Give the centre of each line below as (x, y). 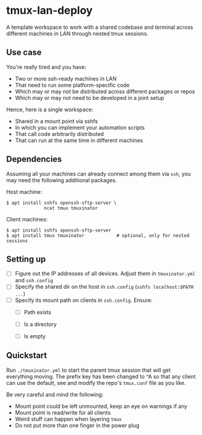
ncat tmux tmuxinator (71, 208)
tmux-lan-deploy (50, 11)
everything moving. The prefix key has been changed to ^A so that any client (101, 376)
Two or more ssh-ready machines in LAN (66, 78)
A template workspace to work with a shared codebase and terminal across (100, 27)
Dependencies (34, 159)
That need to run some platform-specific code (72, 85)
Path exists (38, 312)
